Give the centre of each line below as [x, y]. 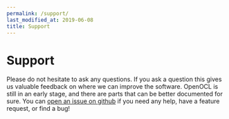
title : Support [28, 26]
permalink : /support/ [38, 13]
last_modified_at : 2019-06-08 [50, 20]
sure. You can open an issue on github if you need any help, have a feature [113, 101]
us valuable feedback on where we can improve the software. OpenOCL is [112, 87]
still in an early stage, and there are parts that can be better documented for [114, 94]
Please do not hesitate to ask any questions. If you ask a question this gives [114, 79]
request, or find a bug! [38, 109]
